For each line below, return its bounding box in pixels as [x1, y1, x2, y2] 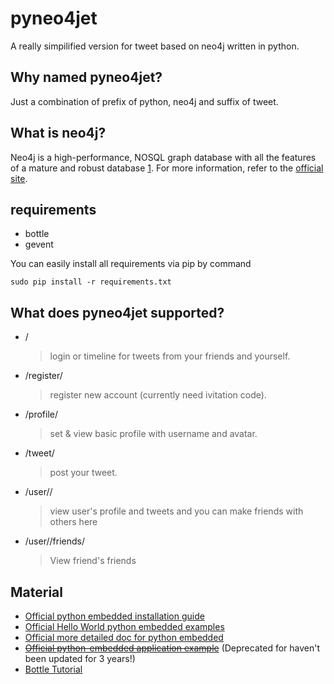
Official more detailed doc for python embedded [24, 632, 224, 643]
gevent [24, 238, 54, 251]
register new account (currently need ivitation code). [49, 389, 267, 401]
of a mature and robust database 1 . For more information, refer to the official [10, 162, 324, 174]
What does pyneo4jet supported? [10, 304, 225, 321]
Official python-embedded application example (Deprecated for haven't [24, 642, 321, 654]
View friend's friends [49, 555, 137, 567]
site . [10, 172, 28, 184]
